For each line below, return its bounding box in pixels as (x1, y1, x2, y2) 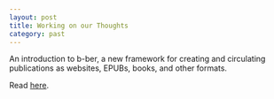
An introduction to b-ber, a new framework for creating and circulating (9, 54, 266, 65)
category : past (9, 29, 66, 38)
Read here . (9, 80, 50, 91)
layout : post (9, 12, 58, 22)
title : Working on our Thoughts (9, 21, 129, 30)
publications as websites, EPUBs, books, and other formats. (9, 63, 228, 73)
